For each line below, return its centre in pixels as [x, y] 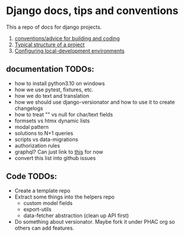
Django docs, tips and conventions [92, 11]
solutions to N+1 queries [44, 133]
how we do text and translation [52, 95]
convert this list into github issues [55, 158]
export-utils [37, 209]
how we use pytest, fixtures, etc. [54, 90]
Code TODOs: [32, 177]
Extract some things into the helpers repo [64, 197]
